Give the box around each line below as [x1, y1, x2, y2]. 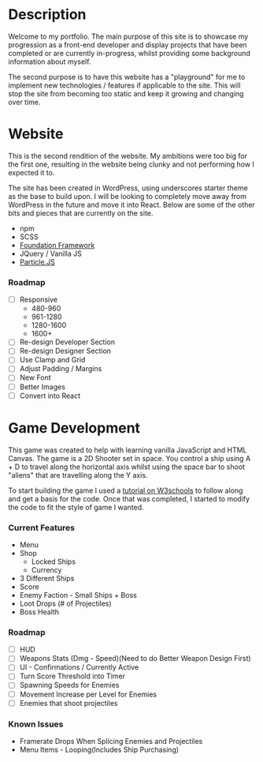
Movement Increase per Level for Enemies [19, 689, 157, 699]
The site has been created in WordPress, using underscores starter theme [8, 183, 248, 193]
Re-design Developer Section [19, 337, 116, 347]
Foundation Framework [19, 240, 95, 250]
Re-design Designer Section [19, 346, 112, 356]
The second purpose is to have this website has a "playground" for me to [8, 72, 246, 81]
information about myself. [8, 57, 91, 66]
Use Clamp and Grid [19, 355, 86, 365]
